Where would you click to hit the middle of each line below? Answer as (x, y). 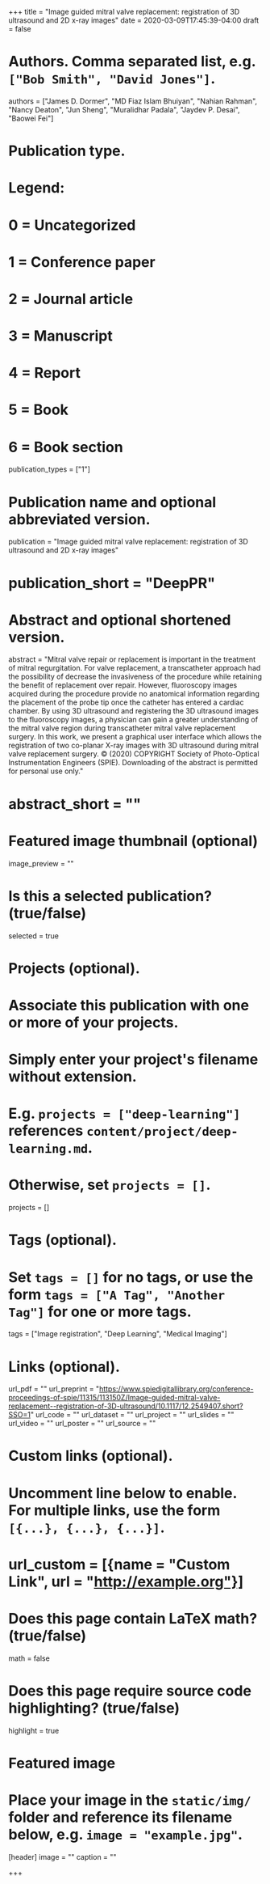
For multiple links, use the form (114, 1510)
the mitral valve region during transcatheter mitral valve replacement (122, 728)
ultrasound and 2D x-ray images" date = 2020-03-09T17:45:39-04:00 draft (134, 20)
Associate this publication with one (129, 1005)
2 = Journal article (71, 299)
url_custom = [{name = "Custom (119, 1564)
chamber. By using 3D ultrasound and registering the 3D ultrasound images (134, 711)
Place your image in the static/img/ (130, 1800)
